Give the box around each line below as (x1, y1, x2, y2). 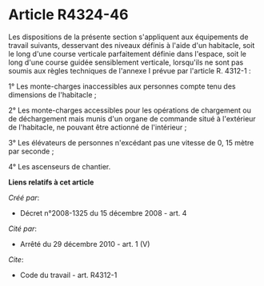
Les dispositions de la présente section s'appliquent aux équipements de (8, 32, 249, 42)
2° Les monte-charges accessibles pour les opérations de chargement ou (8, 105, 252, 115)
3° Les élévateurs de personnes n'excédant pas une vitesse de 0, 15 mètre (8, 137, 254, 147)
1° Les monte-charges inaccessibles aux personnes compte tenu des (8, 81, 236, 91)
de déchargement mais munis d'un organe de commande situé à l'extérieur (8, 113, 256, 123)
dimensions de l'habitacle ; (8, 89, 98, 99)
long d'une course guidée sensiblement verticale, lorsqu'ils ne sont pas (8, 58, 244, 67)
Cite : (8, 254, 24, 264)
